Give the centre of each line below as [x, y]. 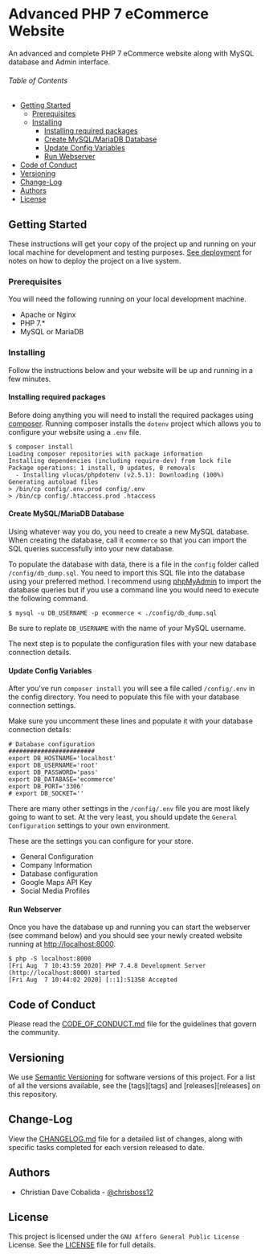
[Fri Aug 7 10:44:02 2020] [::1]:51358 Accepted [93, 980]
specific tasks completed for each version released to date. [106, 1147]
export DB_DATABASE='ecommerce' [62, 780]
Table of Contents [38, 80]
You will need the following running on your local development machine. [127, 299]
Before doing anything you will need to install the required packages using [131, 415]
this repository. [33, 1094]
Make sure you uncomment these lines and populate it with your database [130, 721]
